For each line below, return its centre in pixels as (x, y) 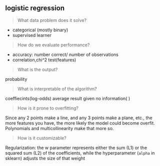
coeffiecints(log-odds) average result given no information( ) (68, 98)
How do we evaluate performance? (53, 45)
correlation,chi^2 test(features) (44, 60)
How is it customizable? (42, 138)
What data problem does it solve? (52, 20)
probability (16, 79)
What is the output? (37, 69)
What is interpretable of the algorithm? (57, 89)
